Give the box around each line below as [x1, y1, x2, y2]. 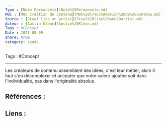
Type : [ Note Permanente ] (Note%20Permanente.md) [5, 7, 108, 12]
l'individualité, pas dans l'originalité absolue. [5, 78, 96, 84]
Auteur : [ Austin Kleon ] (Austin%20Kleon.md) [5, 21, 99, 26]
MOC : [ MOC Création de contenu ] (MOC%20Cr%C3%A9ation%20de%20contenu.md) [5, 12, 162, 17]
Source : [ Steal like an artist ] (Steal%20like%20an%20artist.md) [5, 16, 143, 21]
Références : [5, 92, 46, 101]
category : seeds [5, 40, 39, 45]
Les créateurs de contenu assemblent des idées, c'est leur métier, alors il [5, 67, 155, 73]
